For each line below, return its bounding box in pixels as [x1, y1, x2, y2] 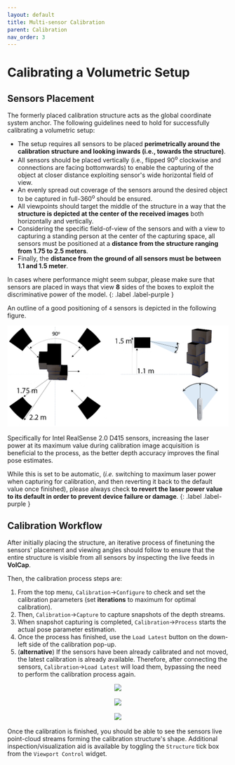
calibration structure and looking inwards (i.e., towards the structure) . [17, 148, 226, 156]
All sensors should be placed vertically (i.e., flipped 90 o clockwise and [17, 155, 222, 164]
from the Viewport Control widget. [7, 750, 107, 758]
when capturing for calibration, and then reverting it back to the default [7, 477, 213, 485]
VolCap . [7, 561, 32, 569]
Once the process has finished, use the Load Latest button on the [17, 633, 208, 641]
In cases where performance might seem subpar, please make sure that [7, 275, 215, 284]
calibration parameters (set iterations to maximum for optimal [17, 596, 196, 604]
